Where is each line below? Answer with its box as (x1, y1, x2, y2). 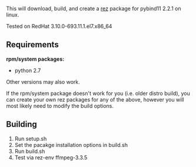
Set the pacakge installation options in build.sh (14, 141, 128, 148)
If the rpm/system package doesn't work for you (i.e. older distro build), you (6, 90, 190, 97)
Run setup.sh (14, 135, 47, 142)
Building (6, 119, 37, 129)
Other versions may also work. (6, 78, 81, 85)
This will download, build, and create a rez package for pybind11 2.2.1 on (6, 5, 181, 12)
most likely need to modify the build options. (6, 102, 114, 109)
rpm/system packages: (6, 55, 65, 63)
